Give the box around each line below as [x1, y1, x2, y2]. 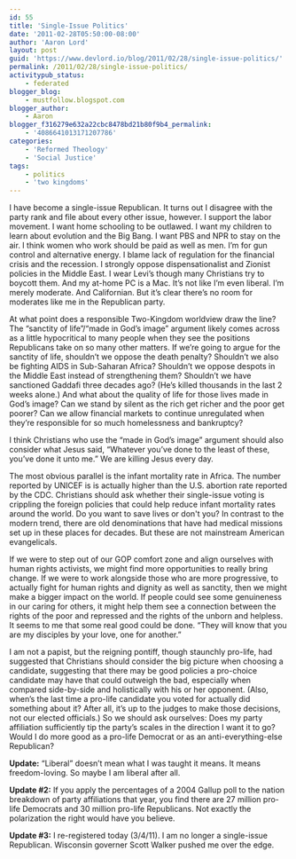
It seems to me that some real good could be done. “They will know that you [9, 620, 288, 631]
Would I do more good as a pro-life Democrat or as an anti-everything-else [9, 731, 283, 742]
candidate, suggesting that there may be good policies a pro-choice [9, 666, 258, 676]
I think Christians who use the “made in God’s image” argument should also [9, 435, 284, 445]
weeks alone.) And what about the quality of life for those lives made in [9, 390, 269, 400]
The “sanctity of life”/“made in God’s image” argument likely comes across [9, 323, 281, 334]
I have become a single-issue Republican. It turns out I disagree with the [9, 202, 273, 213]
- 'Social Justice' [25, 153, 97, 162]
